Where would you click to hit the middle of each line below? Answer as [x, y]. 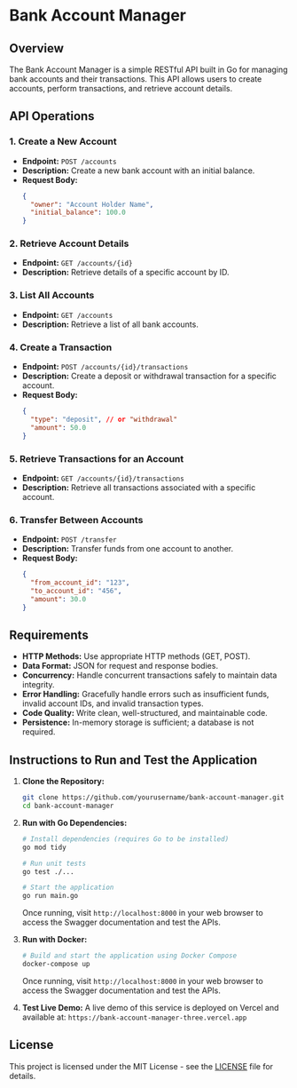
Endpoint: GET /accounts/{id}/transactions [103, 478]
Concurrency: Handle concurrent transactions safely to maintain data [149, 675]
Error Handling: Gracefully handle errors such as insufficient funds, [145, 695]
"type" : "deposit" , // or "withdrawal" [104, 419]
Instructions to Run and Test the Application [133, 760]
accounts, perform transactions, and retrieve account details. [121, 88]
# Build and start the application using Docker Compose [129, 956]
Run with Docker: [55, 940]
